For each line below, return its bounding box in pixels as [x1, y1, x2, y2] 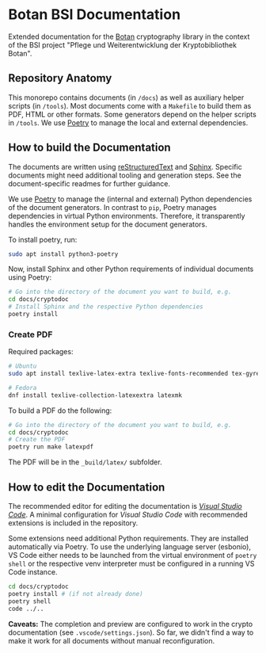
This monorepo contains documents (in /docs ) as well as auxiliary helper [8, 93, 245, 102]
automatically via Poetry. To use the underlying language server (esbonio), [8, 542, 252, 552]
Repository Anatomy [8, 71, 112, 85]
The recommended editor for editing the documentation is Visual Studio [8, 502, 243, 511]
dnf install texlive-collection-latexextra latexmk [8, 391, 182, 399]
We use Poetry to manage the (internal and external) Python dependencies [8, 194, 253, 204]
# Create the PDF [8, 436, 66, 444]
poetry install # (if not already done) [8, 590, 144, 598]
